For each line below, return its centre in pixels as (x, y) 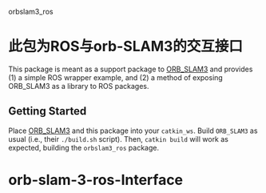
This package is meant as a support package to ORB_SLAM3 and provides (131, 69)
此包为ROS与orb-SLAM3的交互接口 (126, 46)
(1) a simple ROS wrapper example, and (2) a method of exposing (116, 77)
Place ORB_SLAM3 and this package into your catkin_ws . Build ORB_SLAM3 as (133, 131)
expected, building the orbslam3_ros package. (84, 147)
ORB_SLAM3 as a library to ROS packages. (79, 86)
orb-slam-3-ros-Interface (96, 180)
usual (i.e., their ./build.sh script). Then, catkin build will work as (119, 139)
